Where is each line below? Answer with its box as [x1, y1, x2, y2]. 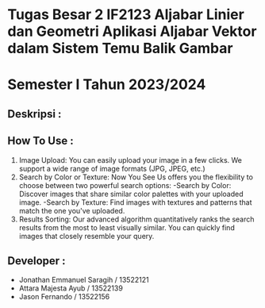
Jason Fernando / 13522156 [18, 292, 110, 302]
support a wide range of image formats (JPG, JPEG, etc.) [18, 164, 205, 173]
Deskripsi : [7, 107, 62, 121]
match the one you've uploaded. [18, 206, 125, 215]
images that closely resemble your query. [18, 231, 155, 241]
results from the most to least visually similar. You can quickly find [18, 222, 235, 232]
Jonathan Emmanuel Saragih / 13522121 [18, 275, 149, 285]
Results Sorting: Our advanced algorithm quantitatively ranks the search [18, 214, 255, 224]
